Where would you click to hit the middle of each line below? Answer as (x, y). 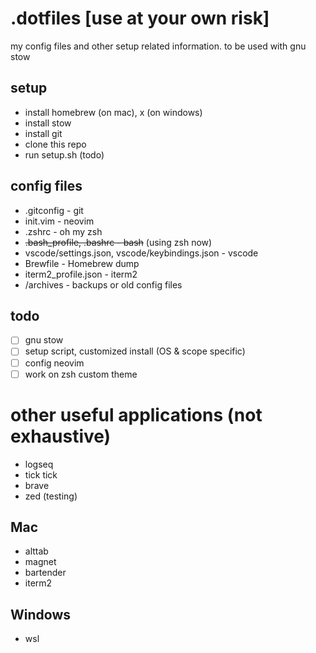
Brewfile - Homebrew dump (82, 263)
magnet (40, 562)
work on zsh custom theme (81, 374)
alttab (36, 551)
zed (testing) (51, 496)
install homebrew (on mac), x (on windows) (113, 112)
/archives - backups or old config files (103, 284)
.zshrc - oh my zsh (63, 231)
